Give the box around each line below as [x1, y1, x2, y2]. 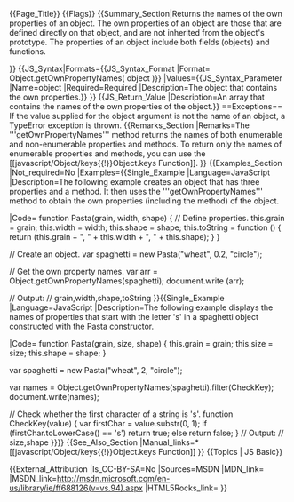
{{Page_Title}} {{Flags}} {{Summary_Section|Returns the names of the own [9, 9, 282, 19]
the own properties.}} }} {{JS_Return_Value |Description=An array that [9, 92, 265, 102]
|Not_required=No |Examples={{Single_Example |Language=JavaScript [9, 167, 271, 178]
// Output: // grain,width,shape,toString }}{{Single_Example [9, 293, 225, 303]
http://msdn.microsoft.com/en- [56, 474, 171, 483]
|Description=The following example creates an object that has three [9, 177, 260, 187]
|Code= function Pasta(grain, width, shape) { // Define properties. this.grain [9, 213, 286, 223]
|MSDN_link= [9, 474, 58, 483]
